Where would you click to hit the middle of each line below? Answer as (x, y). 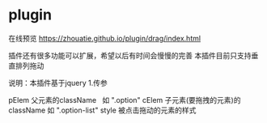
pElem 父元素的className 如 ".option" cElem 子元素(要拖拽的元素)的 (125, 100)
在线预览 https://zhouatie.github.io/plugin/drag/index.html (104, 38)
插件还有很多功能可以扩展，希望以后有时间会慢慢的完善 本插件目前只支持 (130, 55)
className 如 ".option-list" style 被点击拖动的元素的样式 (102, 110)
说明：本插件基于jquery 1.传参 (58, 83)
